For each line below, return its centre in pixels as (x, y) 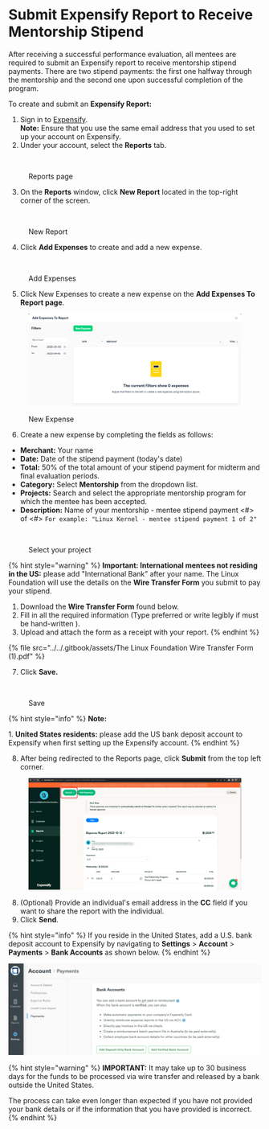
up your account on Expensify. (71, 136)
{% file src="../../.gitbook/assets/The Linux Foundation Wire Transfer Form (131, 648)
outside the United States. (51, 1085)
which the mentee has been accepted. (83, 502)
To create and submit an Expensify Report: (80, 104)
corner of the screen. (55, 200)
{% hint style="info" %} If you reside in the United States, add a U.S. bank (130, 935)
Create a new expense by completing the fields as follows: (116, 435)
